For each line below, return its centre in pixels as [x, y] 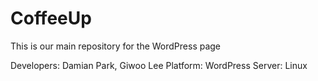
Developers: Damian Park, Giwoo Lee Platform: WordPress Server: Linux [159, 65]
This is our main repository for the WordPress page [116, 46]
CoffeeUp [51, 18]
